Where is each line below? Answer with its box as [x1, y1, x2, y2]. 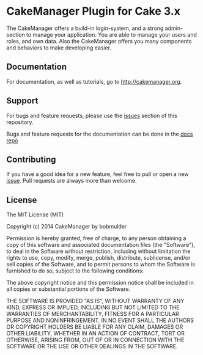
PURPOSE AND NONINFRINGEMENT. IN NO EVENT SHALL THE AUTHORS [6, 317, 194, 324]
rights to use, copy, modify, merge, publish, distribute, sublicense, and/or [6, 254, 191, 262]
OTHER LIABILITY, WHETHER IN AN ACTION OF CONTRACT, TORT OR [6, 330, 185, 337]
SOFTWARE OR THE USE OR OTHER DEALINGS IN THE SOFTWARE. [6, 343, 178, 350]
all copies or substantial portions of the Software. [6, 285, 130, 293]
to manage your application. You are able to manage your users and [26, 31, 197, 38]
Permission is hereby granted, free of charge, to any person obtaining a [6, 235, 186, 242]
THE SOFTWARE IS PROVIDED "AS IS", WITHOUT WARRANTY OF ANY [6, 298, 185, 305]
